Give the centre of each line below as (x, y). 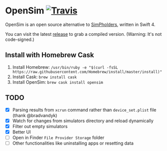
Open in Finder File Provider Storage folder (58, 138)
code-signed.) (20, 39)
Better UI (21, 132)
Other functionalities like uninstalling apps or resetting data (73, 143)
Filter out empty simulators (40, 126)
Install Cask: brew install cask (45, 77)
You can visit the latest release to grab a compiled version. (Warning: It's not (83, 34)
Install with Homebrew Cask (50, 55)
